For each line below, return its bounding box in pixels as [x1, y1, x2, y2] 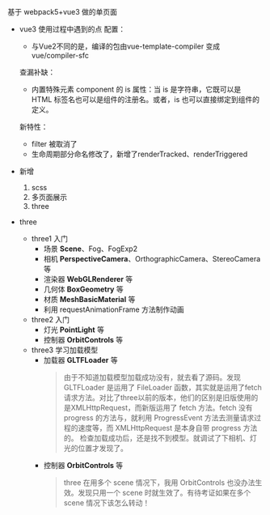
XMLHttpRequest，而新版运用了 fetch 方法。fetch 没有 [70, 403, 253, 412]
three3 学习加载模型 [31, 345, 99, 355]
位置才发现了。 [78, 444, 129, 453]
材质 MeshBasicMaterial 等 [43, 295, 136, 304]
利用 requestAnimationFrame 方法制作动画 [43, 304, 184, 314]
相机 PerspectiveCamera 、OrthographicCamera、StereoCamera [43, 254, 261, 263]
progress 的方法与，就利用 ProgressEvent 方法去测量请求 [63, 413, 255, 423]
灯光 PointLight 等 [43, 325, 104, 334]
